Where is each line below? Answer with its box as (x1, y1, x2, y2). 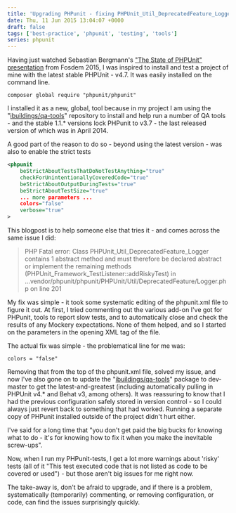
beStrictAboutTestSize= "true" (20, 187, 109, 194)
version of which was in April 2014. (7, 126, 109, 135)
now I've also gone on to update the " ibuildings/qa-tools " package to (7, 375, 207, 383)
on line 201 (30, 285, 62, 292)
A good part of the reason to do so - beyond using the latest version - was (7, 140, 223, 148)
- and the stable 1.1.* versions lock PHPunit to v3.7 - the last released (7, 119, 207, 127)
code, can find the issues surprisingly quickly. (7, 498, 140, 506)
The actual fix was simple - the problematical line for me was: (7, 342, 185, 350)
